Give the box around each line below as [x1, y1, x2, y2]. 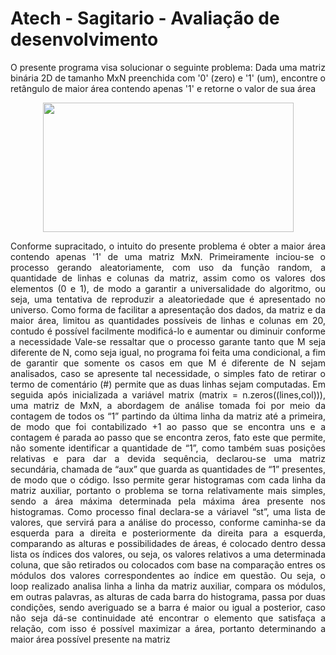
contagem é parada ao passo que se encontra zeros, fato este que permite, [10, 431, 326, 443]
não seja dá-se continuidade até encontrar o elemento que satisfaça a [10, 612, 326, 624]
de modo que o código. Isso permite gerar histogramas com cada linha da [10, 473, 326, 486]
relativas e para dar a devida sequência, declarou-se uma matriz [10, 452, 326, 464]
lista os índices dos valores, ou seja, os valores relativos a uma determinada [10, 548, 326, 560]
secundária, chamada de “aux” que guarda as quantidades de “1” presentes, [10, 463, 326, 475]
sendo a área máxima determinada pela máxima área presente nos [10, 495, 326, 507]
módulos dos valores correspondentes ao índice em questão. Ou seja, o [10, 569, 326, 581]
